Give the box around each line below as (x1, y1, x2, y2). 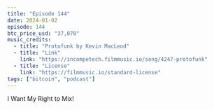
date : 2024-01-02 (7, 17, 58, 24)
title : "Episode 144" (7, 10, 71, 18)
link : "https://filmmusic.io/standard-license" (20, 69, 161, 76)
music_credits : (7, 36, 52, 43)
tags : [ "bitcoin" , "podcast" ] (7, 75, 96, 83)
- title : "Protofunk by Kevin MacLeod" (13, 43, 130, 50)
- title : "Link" (13, 50, 61, 57)
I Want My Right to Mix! (7, 95, 75, 103)
